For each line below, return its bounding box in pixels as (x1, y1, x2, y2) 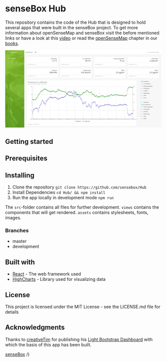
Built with (5, 258, 35, 266)
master (12, 238, 27, 244)
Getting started (5, 137, 54, 146)
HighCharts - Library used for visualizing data (12, 276, 106, 282)
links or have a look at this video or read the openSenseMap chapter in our (5, 35, 158, 41)
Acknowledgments (5, 323, 65, 332)
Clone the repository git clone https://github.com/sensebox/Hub (12, 184, 147, 190)
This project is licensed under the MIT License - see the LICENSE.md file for (5, 304, 161, 310)
